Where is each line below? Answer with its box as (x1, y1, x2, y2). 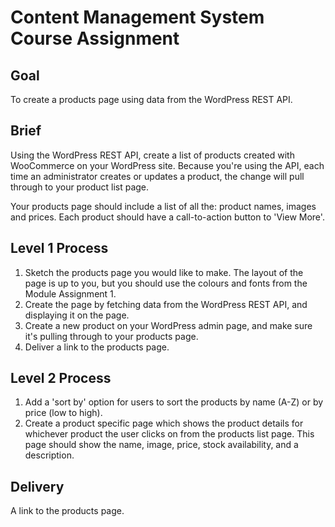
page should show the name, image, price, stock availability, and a (24, 439, 299, 451)
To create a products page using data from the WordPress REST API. (10, 94, 293, 105)
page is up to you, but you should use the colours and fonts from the (24, 277, 308, 289)
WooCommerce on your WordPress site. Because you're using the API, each (10, 159, 325, 171)
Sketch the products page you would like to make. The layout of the (24, 266, 304, 278)
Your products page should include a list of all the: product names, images (10, 200, 317, 212)
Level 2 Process (10, 370, 112, 387)
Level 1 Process (10, 240, 109, 257)
